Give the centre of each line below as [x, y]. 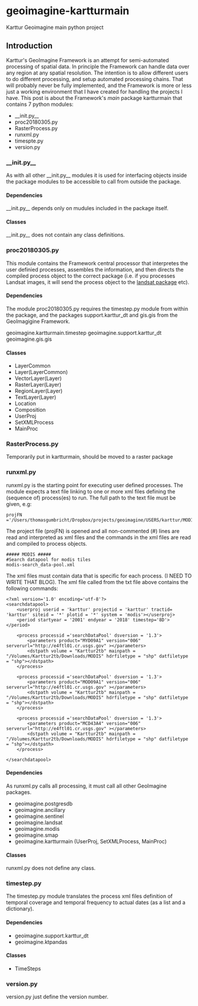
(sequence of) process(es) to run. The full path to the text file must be [91, 498]
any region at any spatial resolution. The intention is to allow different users [97, 73]
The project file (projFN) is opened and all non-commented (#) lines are [93, 531]
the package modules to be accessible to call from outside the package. [94, 182]
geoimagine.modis [37, 828]
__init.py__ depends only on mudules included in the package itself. [88, 208]
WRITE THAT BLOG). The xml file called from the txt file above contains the [97, 582]
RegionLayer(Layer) [39, 391]
